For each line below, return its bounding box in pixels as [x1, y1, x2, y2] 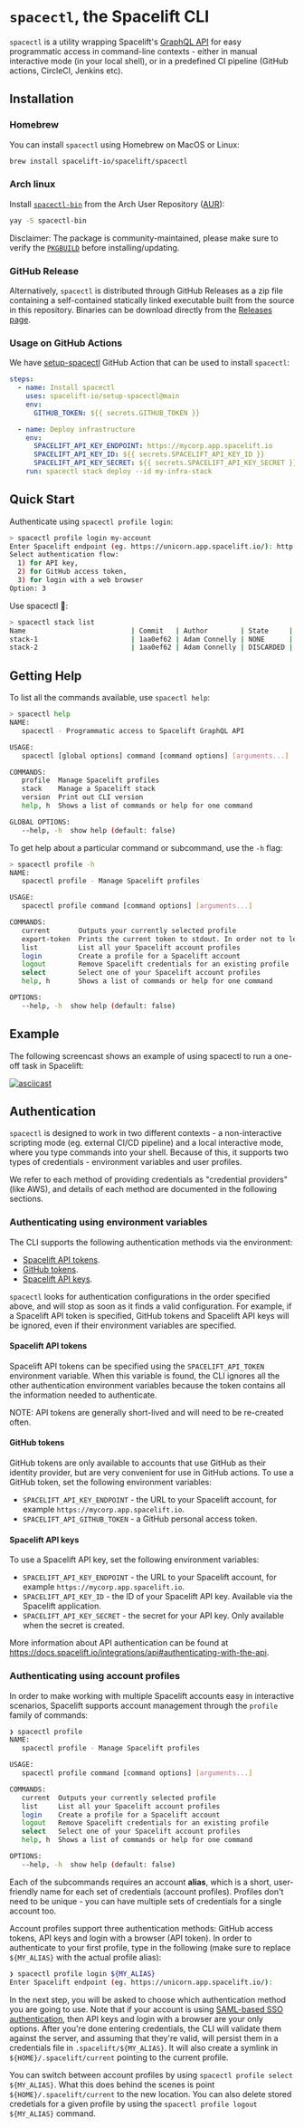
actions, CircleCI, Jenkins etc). [9, 65, 124, 76]
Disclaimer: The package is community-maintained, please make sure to [9, 233, 279, 243]
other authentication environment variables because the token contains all [9, 1379, 286, 1390]
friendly [9, 1885, 39, 1897]
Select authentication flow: [9, 550, 119, 559]
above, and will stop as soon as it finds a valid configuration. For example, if [9, 1301, 292, 1312]
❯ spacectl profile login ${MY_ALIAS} [9, 1969, 156, 1979]
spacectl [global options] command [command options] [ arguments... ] [21, 751, 290, 760]
